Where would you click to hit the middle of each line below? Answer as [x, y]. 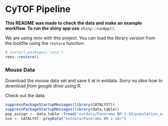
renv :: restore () [22, 57]
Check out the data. [25, 95]
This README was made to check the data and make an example [74, 23]
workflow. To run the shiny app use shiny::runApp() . [60, 28]
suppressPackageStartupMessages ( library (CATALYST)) [60, 105]
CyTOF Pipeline [38, 9]
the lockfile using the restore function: [45, 43]
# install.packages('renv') [34, 52]
